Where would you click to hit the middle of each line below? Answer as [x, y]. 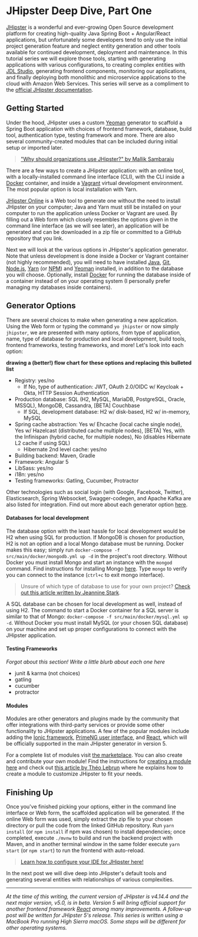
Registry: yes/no [34, 380]
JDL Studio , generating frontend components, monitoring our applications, [97, 71]
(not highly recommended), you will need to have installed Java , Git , [89, 262]
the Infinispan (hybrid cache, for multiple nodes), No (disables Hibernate [103, 437]
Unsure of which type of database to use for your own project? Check [105, 586]
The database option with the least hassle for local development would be [96, 531]
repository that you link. [35, 238]
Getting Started [35, 108]
